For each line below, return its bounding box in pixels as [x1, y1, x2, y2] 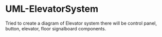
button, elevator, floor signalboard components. [5, 25, 106, 31]
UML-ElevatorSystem [5, 3, 99, 15]
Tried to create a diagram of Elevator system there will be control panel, [5, 20, 157, 26]
